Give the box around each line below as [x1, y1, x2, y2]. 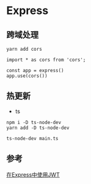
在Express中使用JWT [6, 171, 60, 178]
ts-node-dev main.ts [6, 135, 59, 141]
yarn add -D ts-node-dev [6, 125, 70, 131]
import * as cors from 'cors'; [6, 57, 86, 63]
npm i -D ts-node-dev [6, 119, 62, 125]
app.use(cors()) [6, 73, 48, 79]
